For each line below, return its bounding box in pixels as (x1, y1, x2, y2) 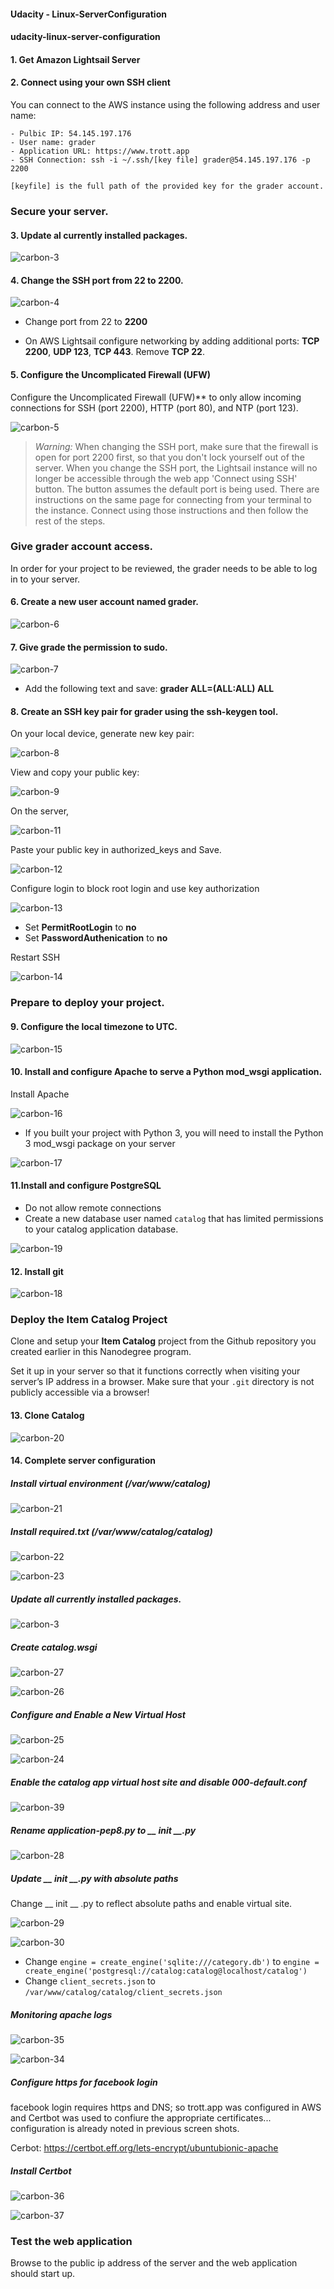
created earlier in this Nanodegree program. (10, 1346, 192, 1358)
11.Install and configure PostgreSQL (10, 1180, 162, 1192)
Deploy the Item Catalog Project (10, 1313, 168, 1327)
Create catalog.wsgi (10, 1641, 98, 1653)
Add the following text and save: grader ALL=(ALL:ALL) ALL (24, 683, 275, 695)
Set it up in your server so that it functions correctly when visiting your (10, 1365, 301, 1377)
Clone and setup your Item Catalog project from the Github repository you (10, 1335, 317, 1347)
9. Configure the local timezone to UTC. (10, 1020, 178, 1032)
